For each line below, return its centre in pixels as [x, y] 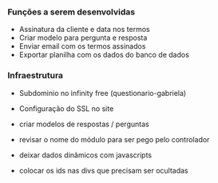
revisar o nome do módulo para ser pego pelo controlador [114, 139]
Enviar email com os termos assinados [82, 46]
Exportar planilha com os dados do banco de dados [104, 55]
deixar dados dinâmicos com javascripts [85, 155]
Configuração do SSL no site [66, 108]
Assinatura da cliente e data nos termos [84, 30]
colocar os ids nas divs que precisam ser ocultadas [103, 170]
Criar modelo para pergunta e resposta [83, 38]
